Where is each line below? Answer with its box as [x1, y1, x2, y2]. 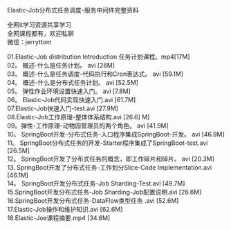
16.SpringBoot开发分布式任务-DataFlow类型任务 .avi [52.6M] [7, 197, 179, 205]
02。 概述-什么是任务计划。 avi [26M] [7, 61, 115, 69]
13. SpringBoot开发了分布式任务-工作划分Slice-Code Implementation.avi [7, 163, 212, 171]
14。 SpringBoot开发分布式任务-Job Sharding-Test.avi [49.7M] [7, 179, 185, 188]
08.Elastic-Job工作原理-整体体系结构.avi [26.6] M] [7, 113, 150, 121]
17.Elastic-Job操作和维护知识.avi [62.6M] [7, 206, 123, 213]
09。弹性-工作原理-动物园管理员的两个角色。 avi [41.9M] [7, 121, 169, 130]
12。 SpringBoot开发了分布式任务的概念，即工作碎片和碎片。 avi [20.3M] [7, 155, 214, 163]
